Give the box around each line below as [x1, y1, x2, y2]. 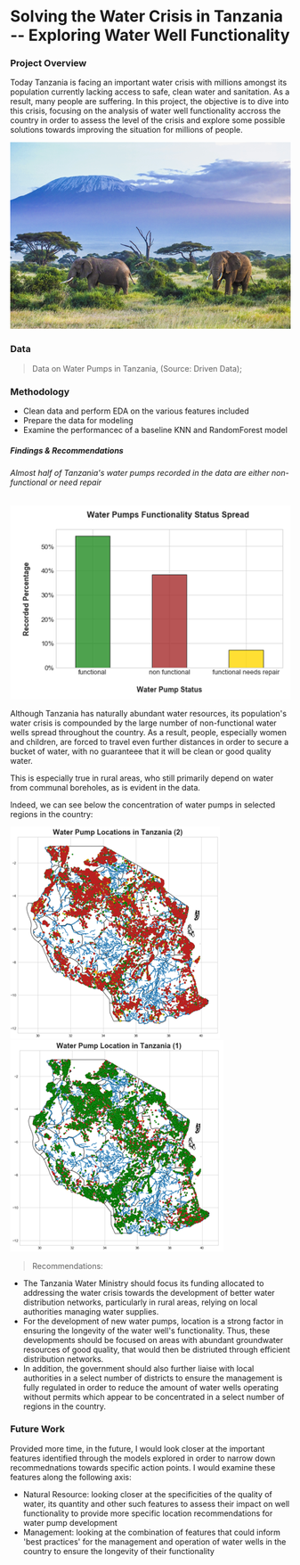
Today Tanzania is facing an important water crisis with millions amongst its [10, 78, 288, 88]
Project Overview [10, 57, 87, 70]
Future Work [10, 1423, 65, 1436]
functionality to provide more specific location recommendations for [22, 1508, 273, 1519]
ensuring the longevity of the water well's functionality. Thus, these [22, 1325, 271, 1336]
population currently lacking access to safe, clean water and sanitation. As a [10, 86, 290, 97]
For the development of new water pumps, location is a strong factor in [22, 1315, 284, 1326]
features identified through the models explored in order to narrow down [10, 1453, 276, 1463]
